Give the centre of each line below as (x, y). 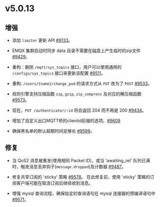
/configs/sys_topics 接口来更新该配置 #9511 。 (59, 73)
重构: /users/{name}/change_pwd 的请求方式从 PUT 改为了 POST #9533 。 (82, 84)
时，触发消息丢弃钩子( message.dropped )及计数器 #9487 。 (69, 167)
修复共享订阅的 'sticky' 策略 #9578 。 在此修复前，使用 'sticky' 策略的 (81, 177)
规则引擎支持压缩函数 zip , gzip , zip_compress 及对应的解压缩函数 (77, 94)
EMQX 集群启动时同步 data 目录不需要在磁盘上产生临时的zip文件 (76, 51)
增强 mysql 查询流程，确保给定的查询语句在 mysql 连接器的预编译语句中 (84, 193)
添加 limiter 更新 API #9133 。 (42, 40)
